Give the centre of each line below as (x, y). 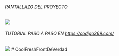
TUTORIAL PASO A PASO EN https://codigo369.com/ (59, 33)
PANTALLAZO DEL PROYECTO (37, 7)
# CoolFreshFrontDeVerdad (39, 49)
